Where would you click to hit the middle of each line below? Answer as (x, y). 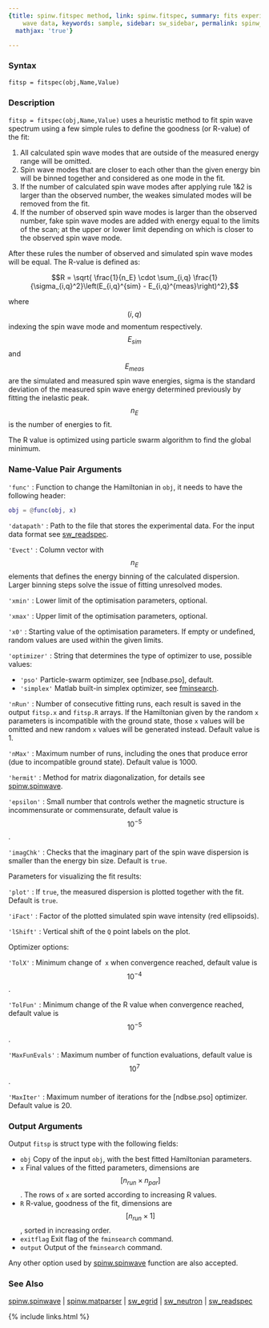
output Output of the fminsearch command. (91, 1247)
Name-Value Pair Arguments (65, 469)
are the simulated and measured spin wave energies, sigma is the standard (132, 380)
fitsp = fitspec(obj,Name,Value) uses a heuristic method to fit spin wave (131, 120)
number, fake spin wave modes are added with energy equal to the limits (140, 221)
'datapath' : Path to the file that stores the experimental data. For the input (131, 526)
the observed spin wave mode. (71, 238)
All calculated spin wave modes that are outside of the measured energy (139, 152)
